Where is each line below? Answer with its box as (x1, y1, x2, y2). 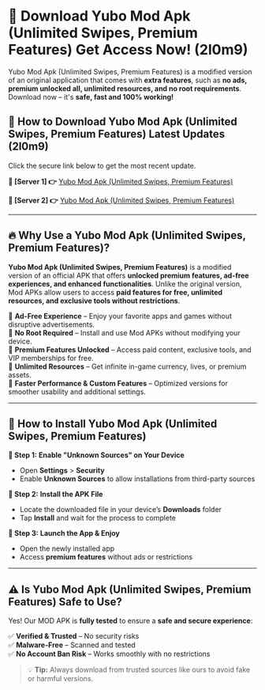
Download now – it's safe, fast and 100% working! (8, 92, 174, 101)
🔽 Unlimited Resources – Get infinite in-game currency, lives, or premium (8, 362, 247, 371)
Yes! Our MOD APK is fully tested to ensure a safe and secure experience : (8, 616, 253, 626)
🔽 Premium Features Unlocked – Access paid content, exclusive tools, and (8, 344, 252, 354)
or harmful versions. (27, 674, 93, 684)
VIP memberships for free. (8, 353, 94, 362)
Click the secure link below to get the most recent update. (8, 161, 196, 170)
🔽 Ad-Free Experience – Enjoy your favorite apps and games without (8, 311, 233, 320)
